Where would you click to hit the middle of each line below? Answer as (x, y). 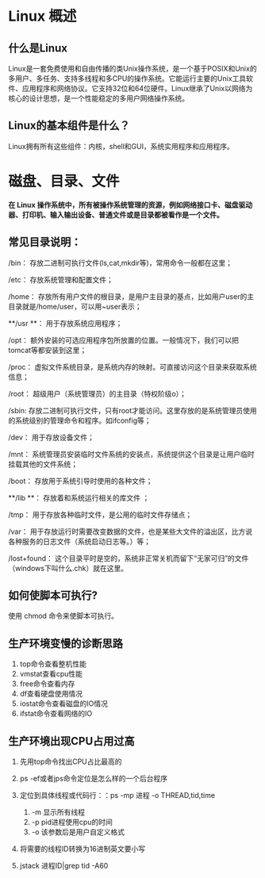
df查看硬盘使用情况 (51, 694)
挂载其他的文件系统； (43, 464)
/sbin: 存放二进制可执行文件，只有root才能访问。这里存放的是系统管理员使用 (133, 410)
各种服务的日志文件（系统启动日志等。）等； (79, 541)
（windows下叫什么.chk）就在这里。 (68, 568)
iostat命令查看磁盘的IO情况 (64, 704)
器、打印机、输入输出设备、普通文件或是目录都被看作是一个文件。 (116, 214)
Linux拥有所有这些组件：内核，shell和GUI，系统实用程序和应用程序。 (121, 146)
